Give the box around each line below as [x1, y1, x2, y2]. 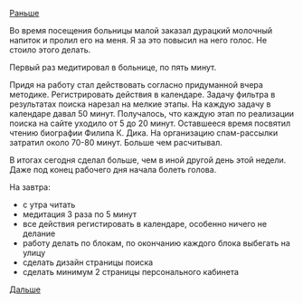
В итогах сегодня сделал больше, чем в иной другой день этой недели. [9, 155, 287, 166]
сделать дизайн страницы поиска [22, 257, 154, 268]
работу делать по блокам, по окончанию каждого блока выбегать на [22, 238, 291, 248]
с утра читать [22, 199, 76, 210]
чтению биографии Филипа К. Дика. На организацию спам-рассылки [9, 128, 279, 138]
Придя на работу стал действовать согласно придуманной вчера [9, 80, 264, 90]
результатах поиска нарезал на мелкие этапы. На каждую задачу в [9, 99, 271, 109]
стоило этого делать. [9, 44, 91, 55]
